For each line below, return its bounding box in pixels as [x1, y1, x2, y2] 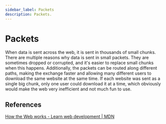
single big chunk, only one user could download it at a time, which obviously [5, 81, 161, 87]
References [5, 100, 42, 109]
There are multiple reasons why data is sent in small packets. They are [5, 55, 149, 61]
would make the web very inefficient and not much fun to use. [5, 86, 132, 92]
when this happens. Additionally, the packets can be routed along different [5, 65, 158, 71]
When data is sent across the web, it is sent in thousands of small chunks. [5, 49, 156, 55]
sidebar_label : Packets [5, 7, 55, 12]
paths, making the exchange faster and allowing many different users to [5, 70, 152, 77]
